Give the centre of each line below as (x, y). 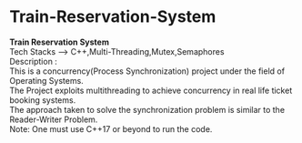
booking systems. (43, 100)
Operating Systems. (46, 80)
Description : (33, 61)
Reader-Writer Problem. (54, 119)
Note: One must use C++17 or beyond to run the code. (111, 128)
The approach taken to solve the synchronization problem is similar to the (147, 109)
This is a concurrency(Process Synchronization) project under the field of (147, 71)
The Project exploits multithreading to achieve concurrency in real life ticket (151, 90)
